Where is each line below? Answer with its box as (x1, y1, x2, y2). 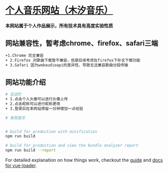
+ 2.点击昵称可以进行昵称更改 (5, 101, 60, 106)
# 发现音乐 (5, 115, 26, 120)
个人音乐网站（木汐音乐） (5, 5, 114, 16)
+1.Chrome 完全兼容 (5, 53, 44, 58)
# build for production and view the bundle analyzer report (5, 143, 139, 148)
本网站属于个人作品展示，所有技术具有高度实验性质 (5, 23, 113, 29)
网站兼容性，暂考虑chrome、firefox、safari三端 (5, 39, 158, 48)
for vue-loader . (5, 162, 37, 169)
